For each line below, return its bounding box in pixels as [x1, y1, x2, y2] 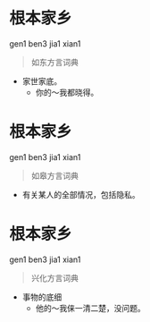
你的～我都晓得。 [35, 87, 99, 97]
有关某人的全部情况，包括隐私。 [21, 189, 140, 199]
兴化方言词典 [30, 272, 79, 283]
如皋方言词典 [30, 170, 79, 181]
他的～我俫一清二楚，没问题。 [35, 302, 146, 313]
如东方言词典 [30, 56, 79, 67]
